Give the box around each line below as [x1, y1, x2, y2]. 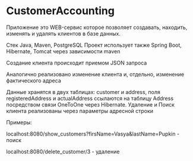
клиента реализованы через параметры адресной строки [6, 107, 153, 114]
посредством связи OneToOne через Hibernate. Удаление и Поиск [6, 101, 175, 108]
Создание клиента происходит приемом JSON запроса [6, 59, 147, 66]
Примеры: [6, 118, 33, 125]
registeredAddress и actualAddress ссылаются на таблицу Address [6, 95, 174, 102]
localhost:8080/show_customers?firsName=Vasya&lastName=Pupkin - [6, 130, 180, 137]
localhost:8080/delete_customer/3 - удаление [6, 148, 120, 155]
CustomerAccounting [6, 4, 115, 18]
